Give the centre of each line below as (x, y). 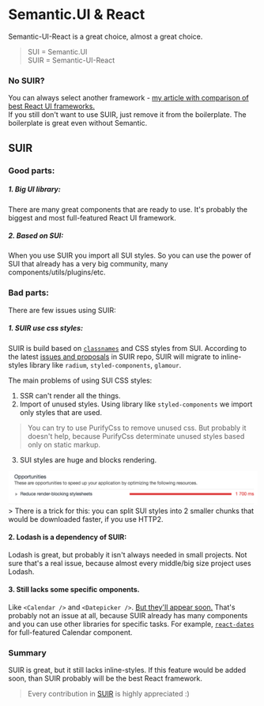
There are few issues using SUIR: (62, 310)
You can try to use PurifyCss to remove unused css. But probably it (137, 428)
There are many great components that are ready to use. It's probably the (128, 209)
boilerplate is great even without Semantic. (78, 123)
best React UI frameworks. (51, 106)
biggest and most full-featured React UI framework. (92, 217)
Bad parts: (28, 293)
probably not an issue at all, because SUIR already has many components (128, 616)
